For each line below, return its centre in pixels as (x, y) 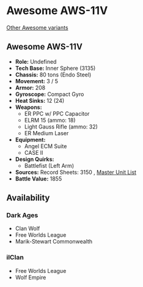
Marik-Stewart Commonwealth (54, 242)
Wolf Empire (31, 277)
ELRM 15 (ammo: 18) (50, 120)
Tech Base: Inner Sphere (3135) (55, 68)
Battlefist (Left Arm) (49, 165)
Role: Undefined (36, 61)
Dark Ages (22, 215)
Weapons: (28, 107)
